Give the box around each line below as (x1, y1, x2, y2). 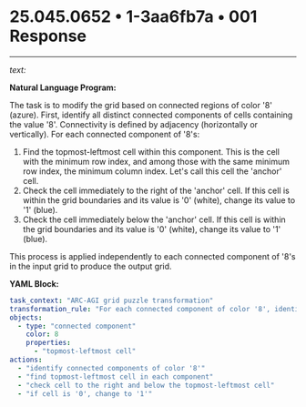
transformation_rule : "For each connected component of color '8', (9, 304, 271, 313)
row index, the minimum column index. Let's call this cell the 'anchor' (22, 166, 282, 177)
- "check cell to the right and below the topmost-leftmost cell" (17, 381, 275, 390)
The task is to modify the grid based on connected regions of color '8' (9, 99, 273, 110)
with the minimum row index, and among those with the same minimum (22, 156, 290, 167)
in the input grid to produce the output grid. (9, 260, 172, 271)
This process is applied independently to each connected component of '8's (9, 250, 296, 261)
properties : (25, 339, 71, 348)
